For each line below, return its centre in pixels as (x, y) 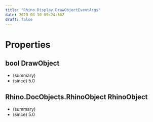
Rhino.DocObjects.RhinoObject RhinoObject (76, 97)
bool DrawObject (32, 63)
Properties (28, 44)
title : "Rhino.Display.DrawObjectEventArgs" (53, 10)
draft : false (19, 19)
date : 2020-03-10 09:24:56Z (35, 15)
